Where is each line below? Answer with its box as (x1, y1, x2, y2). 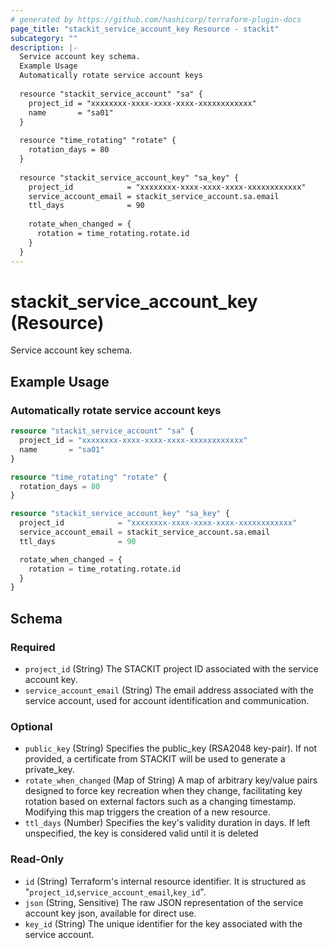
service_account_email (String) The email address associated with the (24, 684, 314, 696)
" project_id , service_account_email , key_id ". (24, 886, 207, 898)
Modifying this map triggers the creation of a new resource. (24, 806, 271, 818)
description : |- (10, 42, 78, 53)
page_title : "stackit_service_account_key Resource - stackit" (10, 24, 280, 34)
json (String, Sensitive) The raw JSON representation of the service (24, 896, 304, 908)
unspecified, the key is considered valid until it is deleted (24, 827, 259, 840)
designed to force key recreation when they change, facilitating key (24, 785, 303, 797)
